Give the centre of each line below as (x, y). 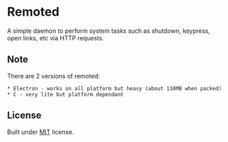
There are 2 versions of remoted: (54, 76)
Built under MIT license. (40, 132)
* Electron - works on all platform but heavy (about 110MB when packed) (115, 88)
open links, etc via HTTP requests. (55, 38)
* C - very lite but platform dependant (66, 94)
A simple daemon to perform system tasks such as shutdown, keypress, (109, 31)
